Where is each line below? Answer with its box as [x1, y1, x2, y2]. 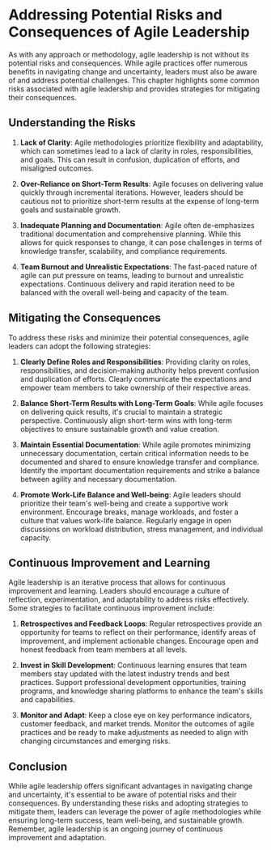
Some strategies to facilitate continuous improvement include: [8, 603, 215, 613]
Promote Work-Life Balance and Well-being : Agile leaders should [19, 489, 241, 499]
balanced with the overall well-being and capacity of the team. [19, 287, 229, 297]
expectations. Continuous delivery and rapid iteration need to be [19, 279, 235, 289]
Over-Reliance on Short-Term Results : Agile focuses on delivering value [19, 179, 264, 188]
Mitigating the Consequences [8, 311, 162, 325]
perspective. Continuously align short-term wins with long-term [19, 415, 232, 425]
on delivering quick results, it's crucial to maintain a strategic [19, 407, 223, 417]
